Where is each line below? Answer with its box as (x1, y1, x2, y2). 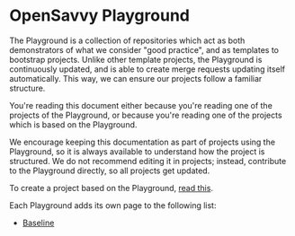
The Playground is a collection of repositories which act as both (9, 35, 246, 46)
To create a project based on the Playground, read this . (9, 182, 214, 193)
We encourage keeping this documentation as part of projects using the (9, 136, 276, 147)
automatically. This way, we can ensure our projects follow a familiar (9, 73, 263, 83)
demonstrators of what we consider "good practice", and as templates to (9, 44, 279, 55)
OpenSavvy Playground (9, 5, 191, 26)
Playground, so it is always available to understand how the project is (9, 145, 265, 157)
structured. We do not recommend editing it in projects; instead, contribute (9, 155, 287, 166)
